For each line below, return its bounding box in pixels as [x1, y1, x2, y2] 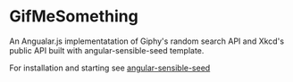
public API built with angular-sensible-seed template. [9, 45, 205, 55]
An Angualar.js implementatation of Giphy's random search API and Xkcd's [9, 36, 284, 46]
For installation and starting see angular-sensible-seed [9, 62, 211, 73]
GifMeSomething [9, 6, 138, 27]
